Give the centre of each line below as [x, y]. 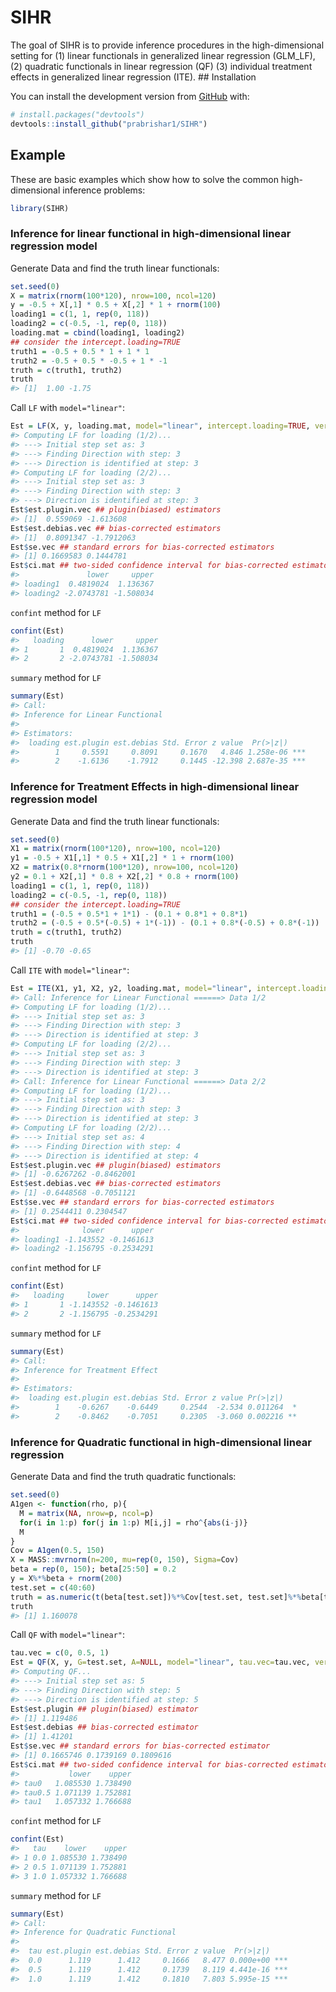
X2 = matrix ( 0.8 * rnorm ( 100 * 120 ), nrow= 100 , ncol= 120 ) [125, 867]
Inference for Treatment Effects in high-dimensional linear [155, 787]
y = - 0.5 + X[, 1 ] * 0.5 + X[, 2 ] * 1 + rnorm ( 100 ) [116, 305]
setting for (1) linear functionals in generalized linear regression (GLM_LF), [163, 55]
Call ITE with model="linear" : [70, 970]
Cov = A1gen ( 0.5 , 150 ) [57, 1551]
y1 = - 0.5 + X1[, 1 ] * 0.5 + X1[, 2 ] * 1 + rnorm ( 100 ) [122, 858]
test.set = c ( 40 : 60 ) [53, 1587]
